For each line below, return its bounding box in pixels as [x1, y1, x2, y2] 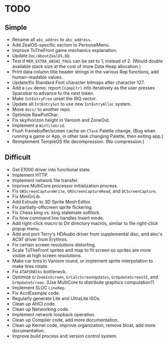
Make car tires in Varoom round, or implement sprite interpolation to [12, 258, 153, 264]
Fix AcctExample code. [12, 290, 60, 296]
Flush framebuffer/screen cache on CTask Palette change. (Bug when [12, 128, 156, 134]
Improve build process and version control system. [12, 333, 118, 339]
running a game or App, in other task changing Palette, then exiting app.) [12, 133, 163, 139]
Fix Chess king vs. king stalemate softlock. [12, 209, 101, 215]
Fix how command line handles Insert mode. [12, 215, 104, 221]
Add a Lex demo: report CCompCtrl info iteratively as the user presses [12, 85, 155, 91]
